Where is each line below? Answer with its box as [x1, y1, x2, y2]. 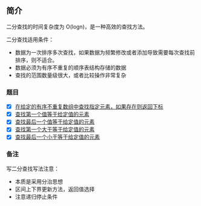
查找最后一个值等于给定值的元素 [14, 118, 95, 125]
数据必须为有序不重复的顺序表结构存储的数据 [14, 64, 127, 71]
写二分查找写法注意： [6, 165, 59, 172]
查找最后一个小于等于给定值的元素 [14, 133, 100, 141]
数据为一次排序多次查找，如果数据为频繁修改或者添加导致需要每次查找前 [14, 48, 195, 56]
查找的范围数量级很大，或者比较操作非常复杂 [14, 71, 127, 79]
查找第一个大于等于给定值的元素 [14, 126, 95, 133]
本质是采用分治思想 [14, 178, 63, 185]
